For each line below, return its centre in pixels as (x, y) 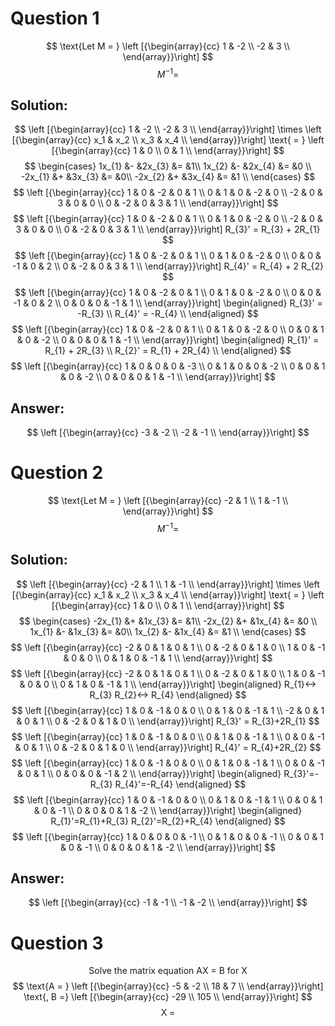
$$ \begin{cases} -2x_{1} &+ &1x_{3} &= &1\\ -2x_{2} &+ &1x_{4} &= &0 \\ (168, 621)
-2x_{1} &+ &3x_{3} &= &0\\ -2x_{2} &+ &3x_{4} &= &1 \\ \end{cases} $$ (168, 177)
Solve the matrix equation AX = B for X (168, 971)
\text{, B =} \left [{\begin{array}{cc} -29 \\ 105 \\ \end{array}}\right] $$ (168, 997)
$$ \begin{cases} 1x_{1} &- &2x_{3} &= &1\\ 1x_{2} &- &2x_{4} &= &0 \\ (168, 166)
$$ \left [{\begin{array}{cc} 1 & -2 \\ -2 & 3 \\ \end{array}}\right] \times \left (168, 129)
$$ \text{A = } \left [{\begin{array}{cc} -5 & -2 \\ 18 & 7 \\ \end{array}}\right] (168, 986)
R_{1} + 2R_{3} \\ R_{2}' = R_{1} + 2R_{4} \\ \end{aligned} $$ (168, 351)
